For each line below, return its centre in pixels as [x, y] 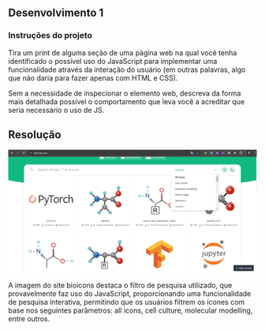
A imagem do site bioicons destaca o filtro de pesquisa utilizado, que [120, 285]
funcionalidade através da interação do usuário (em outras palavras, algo [127, 69]
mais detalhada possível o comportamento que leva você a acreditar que [127, 101]
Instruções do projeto [50, 36]
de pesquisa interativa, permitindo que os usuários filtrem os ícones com [127, 302]
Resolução [35, 135]
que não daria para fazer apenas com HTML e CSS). [93, 77]
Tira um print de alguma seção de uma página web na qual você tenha [123, 52]
